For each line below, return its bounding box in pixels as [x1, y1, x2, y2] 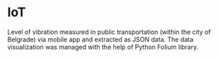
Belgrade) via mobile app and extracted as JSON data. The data [7, 35, 194, 43]
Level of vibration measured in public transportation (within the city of [7, 28, 211, 36]
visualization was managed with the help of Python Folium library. [7, 42, 199, 51]
